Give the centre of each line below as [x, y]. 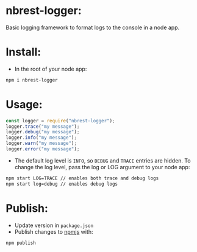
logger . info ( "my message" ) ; [41, 138]
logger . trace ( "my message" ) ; [43, 126]
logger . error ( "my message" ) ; [43, 149]
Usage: [24, 104]
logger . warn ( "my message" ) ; [41, 144]
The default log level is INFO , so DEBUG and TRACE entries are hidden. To [102, 160]
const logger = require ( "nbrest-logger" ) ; [60, 121]
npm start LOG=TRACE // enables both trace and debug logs [82, 178]
